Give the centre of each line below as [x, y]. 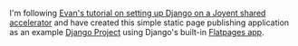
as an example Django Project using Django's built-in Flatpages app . [137, 32]
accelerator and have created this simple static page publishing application [149, 23]
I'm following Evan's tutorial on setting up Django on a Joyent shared [138, 13]
